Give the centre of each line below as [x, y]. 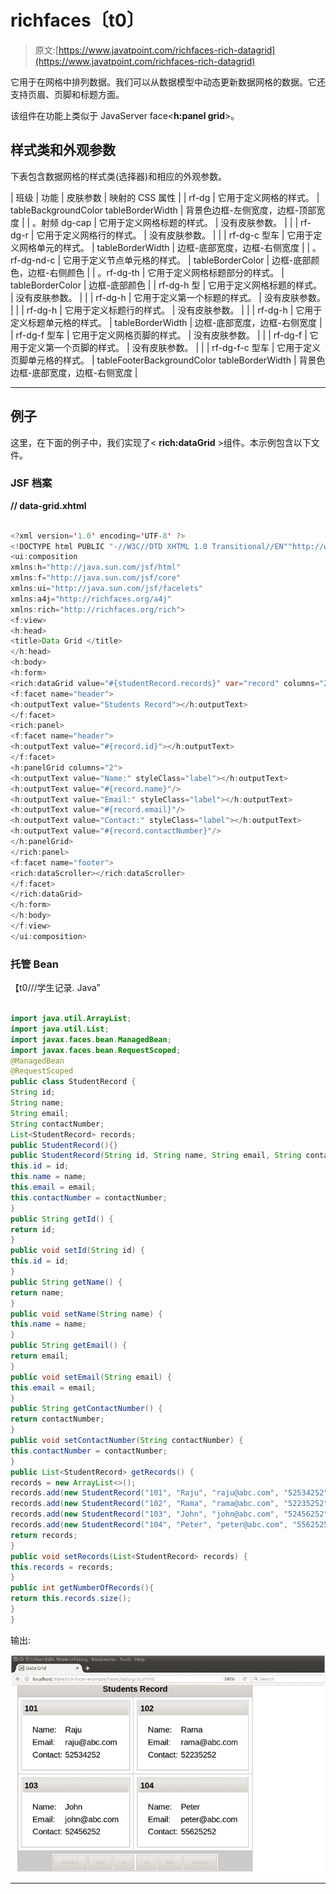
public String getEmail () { [69, 1346]
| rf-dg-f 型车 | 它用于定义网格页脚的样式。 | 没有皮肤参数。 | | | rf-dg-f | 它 [164, 335]
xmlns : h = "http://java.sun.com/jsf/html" [96, 567]
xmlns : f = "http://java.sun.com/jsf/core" [96, 578]
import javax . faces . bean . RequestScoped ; [96, 1050]
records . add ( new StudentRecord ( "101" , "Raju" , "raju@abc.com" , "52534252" [169, 1493]
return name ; [37, 1292]
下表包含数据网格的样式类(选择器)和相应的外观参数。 [119, 176]
